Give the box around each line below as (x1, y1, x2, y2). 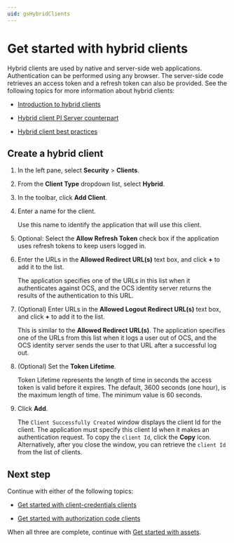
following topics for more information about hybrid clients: (7, 86, 175, 95)
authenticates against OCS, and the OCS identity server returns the (17, 284, 212, 293)
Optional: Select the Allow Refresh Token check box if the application (17, 234, 219, 243)
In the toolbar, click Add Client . (17, 193, 107, 202)
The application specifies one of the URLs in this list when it (17, 276, 191, 285)
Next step (7, 468, 51, 480)
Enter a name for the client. (17, 207, 96, 215)
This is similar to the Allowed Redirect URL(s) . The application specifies (17, 326, 226, 335)
